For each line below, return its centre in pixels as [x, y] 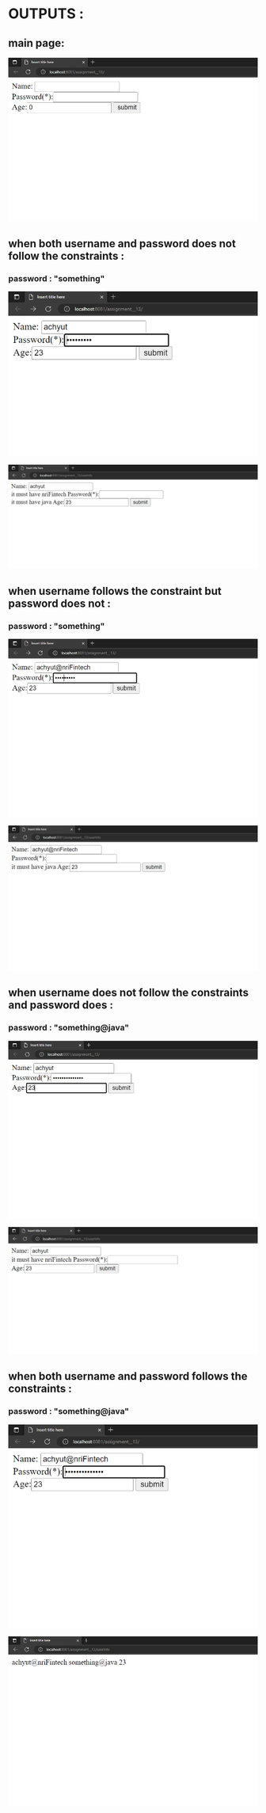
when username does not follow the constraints [129, 993]
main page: [36, 43]
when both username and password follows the [128, 1376]
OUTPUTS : [46, 14]
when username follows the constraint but [115, 591]
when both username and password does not [122, 244]
